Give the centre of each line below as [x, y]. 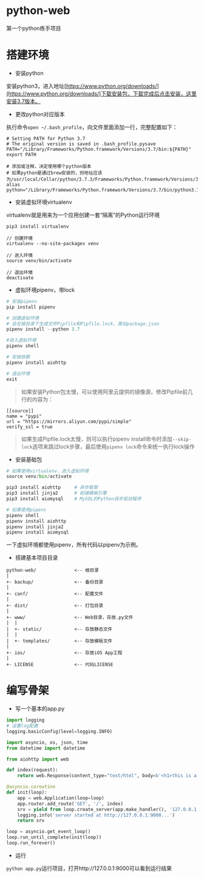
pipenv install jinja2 [35, 527]
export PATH [21, 155]
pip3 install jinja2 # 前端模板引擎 [57, 493]
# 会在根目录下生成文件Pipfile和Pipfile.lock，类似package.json [83, 324]
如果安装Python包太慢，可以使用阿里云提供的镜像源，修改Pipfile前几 [107, 392]
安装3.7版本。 [24, 101]
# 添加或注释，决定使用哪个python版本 [49, 166]
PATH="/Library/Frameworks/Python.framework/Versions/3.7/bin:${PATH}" [99, 149]
